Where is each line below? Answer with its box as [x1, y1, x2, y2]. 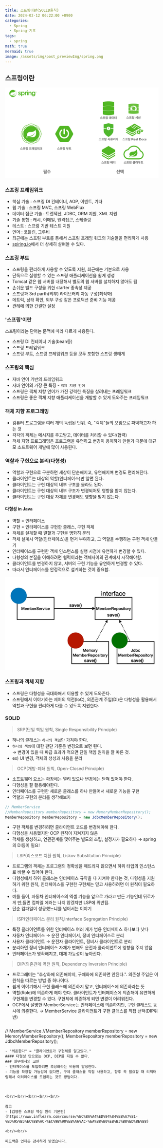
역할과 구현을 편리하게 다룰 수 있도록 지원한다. [12, 702, 100, 708]
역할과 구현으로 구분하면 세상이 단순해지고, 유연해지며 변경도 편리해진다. [12, 470, 149, 475]
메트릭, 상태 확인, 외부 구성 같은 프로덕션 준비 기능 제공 [12, 297, 116, 303]
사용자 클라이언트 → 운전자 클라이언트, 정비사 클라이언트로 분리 [12, 939, 132, 944]
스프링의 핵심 [5, 364, 34, 371]
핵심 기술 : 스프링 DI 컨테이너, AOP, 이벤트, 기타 [12, 198, 103, 204]
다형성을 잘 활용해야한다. [12, 782, 59, 788]
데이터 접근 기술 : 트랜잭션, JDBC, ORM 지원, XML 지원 [12, 210, 118, 216]
